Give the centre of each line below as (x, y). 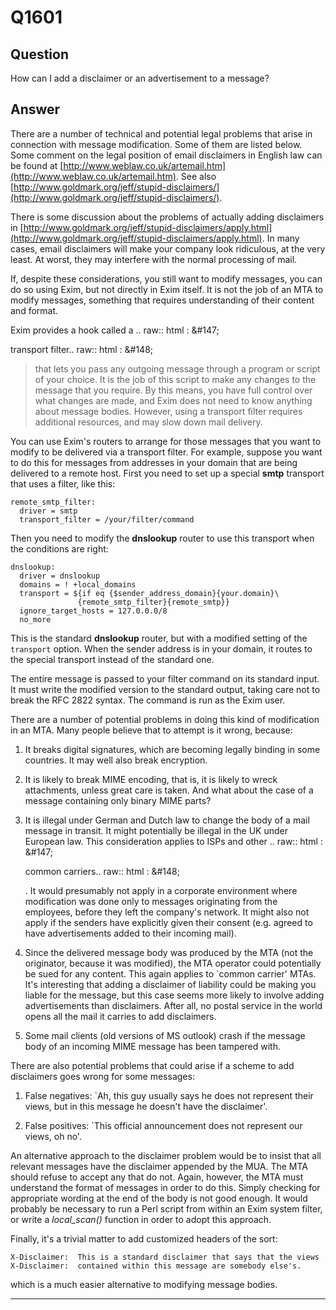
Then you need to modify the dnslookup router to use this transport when (162, 538)
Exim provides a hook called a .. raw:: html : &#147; (115, 330)
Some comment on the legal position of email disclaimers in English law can (166, 155)
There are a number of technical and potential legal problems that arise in (161, 133)
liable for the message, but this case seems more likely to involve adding (174, 995)
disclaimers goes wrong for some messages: (102, 1076)
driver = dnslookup (60, 576)
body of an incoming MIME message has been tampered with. (152, 1046)
